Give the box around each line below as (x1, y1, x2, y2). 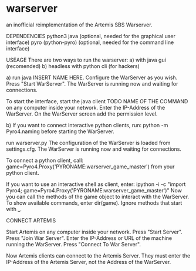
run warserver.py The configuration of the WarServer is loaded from (6, 139, 171, 146)
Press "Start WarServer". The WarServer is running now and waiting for (6, 80, 178, 87)
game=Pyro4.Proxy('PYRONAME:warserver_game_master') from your (6, 163, 175, 170)
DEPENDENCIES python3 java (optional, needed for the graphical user (6, 32, 176, 39)
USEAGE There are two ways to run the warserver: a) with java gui (6, 56, 166, 63)
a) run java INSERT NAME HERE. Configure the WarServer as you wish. (6, 74, 178, 81)
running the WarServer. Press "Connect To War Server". (6, 240, 141, 248)
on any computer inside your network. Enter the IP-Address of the (6, 104, 165, 111)
